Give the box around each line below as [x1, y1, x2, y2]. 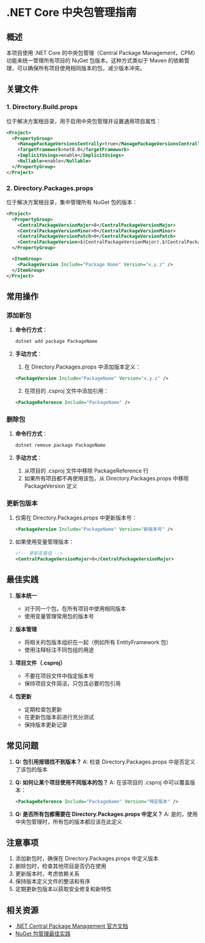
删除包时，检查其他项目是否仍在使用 [15, 862, 107, 870]
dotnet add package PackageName [15, 339, 98, 345]
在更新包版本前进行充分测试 [24, 713, 95, 721]
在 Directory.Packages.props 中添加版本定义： [24, 363, 142, 370]
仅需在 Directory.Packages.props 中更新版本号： [15, 514, 137, 521]
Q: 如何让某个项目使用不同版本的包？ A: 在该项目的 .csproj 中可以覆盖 [15, 779, 190, 786]
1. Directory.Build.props [6, 103, 78, 111]
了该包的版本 [15, 765, 48, 773]
